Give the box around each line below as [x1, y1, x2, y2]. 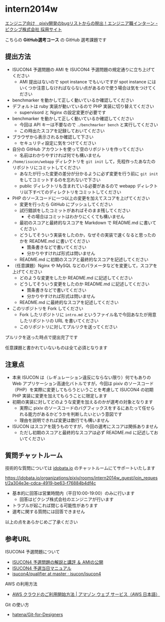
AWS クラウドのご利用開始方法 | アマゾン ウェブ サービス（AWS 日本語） [12, 592, 160, 597]
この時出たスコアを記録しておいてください [19, 127, 105, 133]
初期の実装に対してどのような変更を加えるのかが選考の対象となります [12, 398, 153, 405]
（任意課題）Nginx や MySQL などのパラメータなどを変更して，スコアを [12, 262, 158, 268]
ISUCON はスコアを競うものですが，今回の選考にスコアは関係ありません [12, 423, 159, 429]
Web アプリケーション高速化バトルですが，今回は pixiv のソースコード [12, 380, 154, 386]
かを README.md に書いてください [19, 238, 90, 244]
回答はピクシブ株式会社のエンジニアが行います [19, 497, 114, 502]
